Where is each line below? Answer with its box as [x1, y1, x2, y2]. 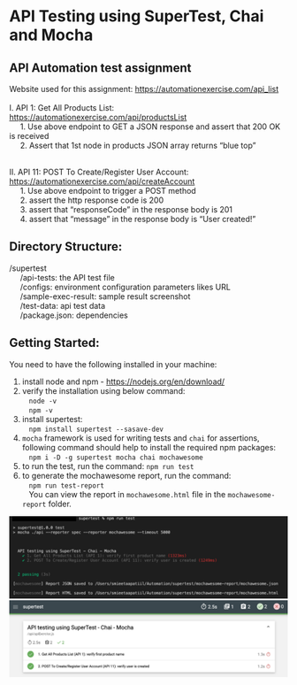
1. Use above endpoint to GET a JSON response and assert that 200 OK [19, 121, 281, 132]
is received [9, 131, 49, 141]
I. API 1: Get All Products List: [9, 103, 115, 112]
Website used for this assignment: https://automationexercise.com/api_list [9, 84, 279, 94]
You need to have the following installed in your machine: [9, 358, 217, 369]
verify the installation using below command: [21, 385, 186, 396]
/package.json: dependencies [19, 310, 128, 320]
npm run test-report [28, 481, 104, 490]
